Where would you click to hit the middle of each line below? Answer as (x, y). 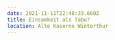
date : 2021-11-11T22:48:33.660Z (53, 13)
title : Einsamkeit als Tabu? (49, 20)
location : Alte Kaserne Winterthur (58, 26)
